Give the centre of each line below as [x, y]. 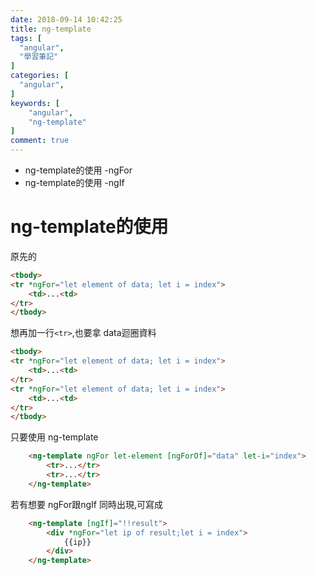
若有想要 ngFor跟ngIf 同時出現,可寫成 [86, 504]
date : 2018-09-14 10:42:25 [66, 19]
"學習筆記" [39, 57]
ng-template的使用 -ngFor [78, 170]
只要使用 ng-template [54, 437]
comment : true [40, 141]
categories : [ [40, 76]
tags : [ [26, 38]
